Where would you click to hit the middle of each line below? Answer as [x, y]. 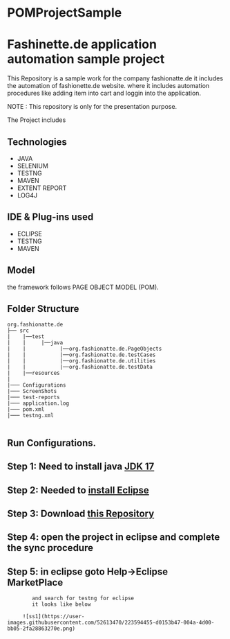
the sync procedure [50, 548]
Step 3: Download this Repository [81, 513]
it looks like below [61, 604]
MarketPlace [35, 583]
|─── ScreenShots [32, 392]
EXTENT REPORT [42, 188]
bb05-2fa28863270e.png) [41, 629]
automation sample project [86, 59]
